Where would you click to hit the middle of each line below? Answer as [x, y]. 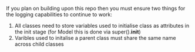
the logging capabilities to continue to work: [59, 14]
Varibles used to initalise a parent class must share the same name [95, 38]
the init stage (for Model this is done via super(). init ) [78, 32]
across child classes [39, 44]
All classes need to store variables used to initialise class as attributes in [102, 26]
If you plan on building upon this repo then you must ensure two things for [96, 8]
